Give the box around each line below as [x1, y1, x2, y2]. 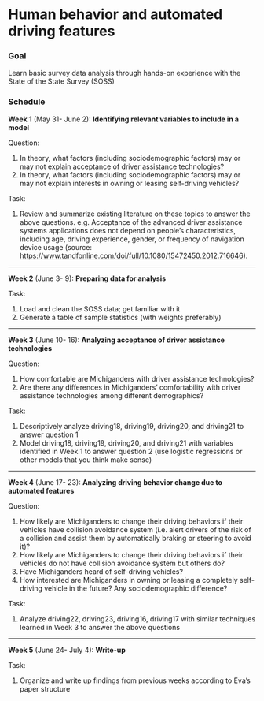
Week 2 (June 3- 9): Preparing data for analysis [8, 274, 167, 283]
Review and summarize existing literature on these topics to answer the [19, 209, 251, 218]
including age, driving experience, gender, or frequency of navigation [19, 234, 245, 244]
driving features [8, 22, 115, 40]
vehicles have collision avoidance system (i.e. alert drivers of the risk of [19, 524, 251, 534]
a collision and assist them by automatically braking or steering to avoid [19, 533, 251, 543]
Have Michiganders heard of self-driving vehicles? [19, 566, 183, 576]
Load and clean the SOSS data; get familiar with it [19, 304, 181, 313]
